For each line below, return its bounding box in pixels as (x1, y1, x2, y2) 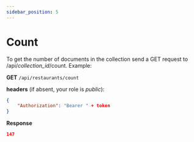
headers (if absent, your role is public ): (6, 85, 105, 93)
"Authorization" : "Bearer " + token (17, 103, 111, 109)
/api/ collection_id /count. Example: (6, 62, 92, 69)
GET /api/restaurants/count (6, 74, 79, 81)
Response (6, 119, 32, 127)
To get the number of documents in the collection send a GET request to (6, 55, 188, 63)
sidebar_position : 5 (6, 9, 59, 15)
